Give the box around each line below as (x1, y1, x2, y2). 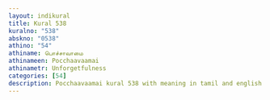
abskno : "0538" (8, 34, 60, 43)
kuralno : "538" (8, 27, 60, 35)
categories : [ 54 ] (8, 72, 67, 80)
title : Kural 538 (8, 19, 67, 27)
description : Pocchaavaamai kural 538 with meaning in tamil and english (8, 79, 263, 87)
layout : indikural (8, 11, 70, 20)
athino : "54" (8, 42, 53, 50)
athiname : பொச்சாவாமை (8, 49, 83, 57)
